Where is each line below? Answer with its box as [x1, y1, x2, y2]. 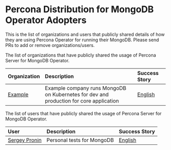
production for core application [45, 97, 119, 104]
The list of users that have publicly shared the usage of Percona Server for [5, 110, 162, 116]
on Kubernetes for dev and [45, 91, 109, 98]
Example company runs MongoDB [45, 84, 127, 91]
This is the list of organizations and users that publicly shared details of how [5, 31, 165, 37]
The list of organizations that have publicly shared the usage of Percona [5, 52, 156, 58]
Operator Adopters [5, 14, 87, 26]
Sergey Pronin [8, 136, 42, 143]
